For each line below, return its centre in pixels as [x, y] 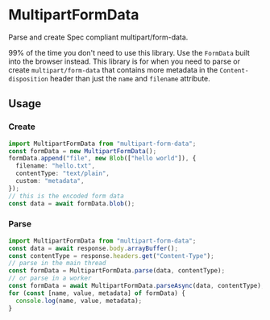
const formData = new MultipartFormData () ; [83, 151]
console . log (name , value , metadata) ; [79, 301]
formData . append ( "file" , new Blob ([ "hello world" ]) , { [102, 159]
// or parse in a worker [50, 278]
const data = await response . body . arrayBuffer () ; [93, 248]
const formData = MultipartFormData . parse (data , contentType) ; [117, 271]
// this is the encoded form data [66, 196]
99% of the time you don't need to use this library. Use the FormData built [129, 52]
